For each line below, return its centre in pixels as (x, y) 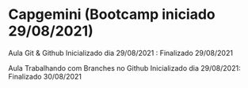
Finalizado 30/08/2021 (45, 76)
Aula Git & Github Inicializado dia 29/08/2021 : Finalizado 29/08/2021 (121, 53)
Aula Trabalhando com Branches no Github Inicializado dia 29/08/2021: (124, 68)
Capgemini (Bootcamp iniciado (112, 15)
